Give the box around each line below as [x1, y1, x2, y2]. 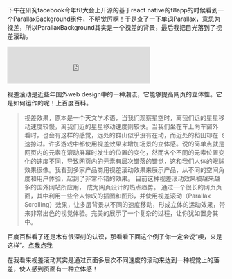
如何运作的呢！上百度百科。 [12, 99, 92, 107]
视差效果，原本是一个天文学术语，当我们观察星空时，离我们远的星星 [24, 114, 219, 121]
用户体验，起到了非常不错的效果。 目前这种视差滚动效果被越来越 [36, 174, 220, 183]
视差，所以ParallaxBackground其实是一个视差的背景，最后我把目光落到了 [7, 24, 216, 31]
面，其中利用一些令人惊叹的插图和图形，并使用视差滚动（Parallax [24, 192, 211, 200]
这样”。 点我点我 [7, 242, 53, 249]
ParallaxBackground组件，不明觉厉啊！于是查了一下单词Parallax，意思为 [12, 15, 220, 23]
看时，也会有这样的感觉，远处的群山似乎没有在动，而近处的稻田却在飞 [24, 131, 225, 139]
